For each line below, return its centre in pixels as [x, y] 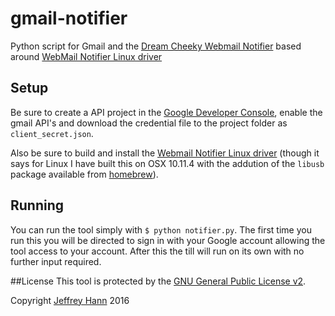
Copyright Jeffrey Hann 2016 [70, 300]
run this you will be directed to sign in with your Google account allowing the [168, 240]
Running [37, 205]
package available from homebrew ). [84, 174]
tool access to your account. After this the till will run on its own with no [157, 251]
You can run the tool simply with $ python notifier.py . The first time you [161, 229]
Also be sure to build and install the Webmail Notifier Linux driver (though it [165, 153]
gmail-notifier [69, 18]
